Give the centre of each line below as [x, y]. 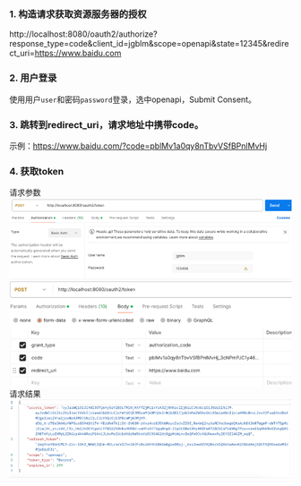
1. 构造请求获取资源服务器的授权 [78, 13]
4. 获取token [37, 171]
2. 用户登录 [33, 78]
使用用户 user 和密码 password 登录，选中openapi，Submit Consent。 [133, 99]
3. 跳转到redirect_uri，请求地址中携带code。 [107, 124]
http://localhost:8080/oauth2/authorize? [84, 34]
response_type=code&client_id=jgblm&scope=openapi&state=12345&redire [149, 44]
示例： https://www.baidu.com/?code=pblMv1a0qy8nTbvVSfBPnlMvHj [138, 146]
